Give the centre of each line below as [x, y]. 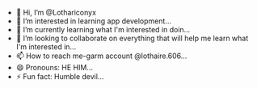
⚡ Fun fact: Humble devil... [60, 76]
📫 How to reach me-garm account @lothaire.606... [101, 56]
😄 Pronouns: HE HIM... [54, 67]
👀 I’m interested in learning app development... [94, 21]
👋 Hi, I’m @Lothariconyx [56, 13]
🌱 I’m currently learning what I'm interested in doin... [103, 29]
